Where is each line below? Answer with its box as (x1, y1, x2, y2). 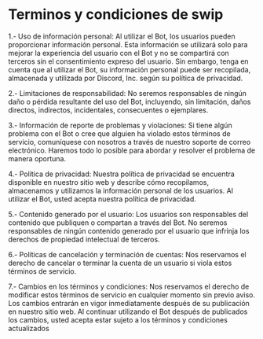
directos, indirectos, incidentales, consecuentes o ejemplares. (8, 105, 209, 115)
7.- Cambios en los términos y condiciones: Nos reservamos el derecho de (8, 282, 250, 291)
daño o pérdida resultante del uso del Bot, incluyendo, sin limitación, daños (8, 97, 251, 106)
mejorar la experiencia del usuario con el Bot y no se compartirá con (8, 48, 229, 57)
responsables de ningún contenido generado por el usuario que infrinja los (8, 226, 250, 235)
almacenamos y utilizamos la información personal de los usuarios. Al (8, 186, 234, 195)
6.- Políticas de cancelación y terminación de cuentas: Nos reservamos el (8, 249, 247, 259)
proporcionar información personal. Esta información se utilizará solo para (8, 39, 248, 49)
